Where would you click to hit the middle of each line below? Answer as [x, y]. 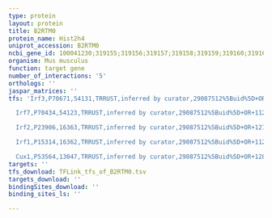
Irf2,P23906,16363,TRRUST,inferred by [81, 128]
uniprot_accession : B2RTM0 [54, 46]
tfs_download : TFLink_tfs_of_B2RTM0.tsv [78, 172]
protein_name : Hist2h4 [47, 38]
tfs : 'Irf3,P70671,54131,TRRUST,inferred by [85, 99]
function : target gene [47, 69]
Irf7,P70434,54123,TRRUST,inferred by [81, 113]
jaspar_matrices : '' [43, 91]
